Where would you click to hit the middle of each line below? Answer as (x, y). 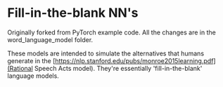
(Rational (20, 68)
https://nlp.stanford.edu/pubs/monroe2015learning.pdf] (135, 60)
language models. (33, 76)
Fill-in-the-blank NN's (73, 13)
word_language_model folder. (50, 39)
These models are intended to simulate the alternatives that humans (106, 53)
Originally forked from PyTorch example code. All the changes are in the (111, 32)
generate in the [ (31, 60)
